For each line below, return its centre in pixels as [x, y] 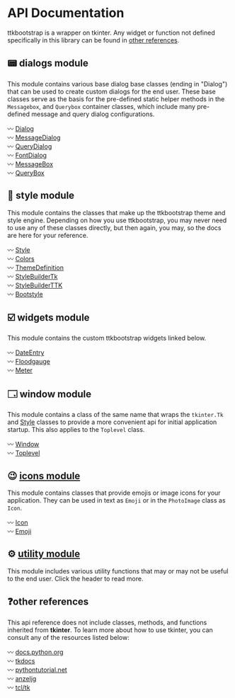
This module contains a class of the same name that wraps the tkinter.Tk [115, 415]
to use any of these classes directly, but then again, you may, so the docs [114, 227]
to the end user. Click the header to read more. [75, 578]
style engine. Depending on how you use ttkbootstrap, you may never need [117, 220]
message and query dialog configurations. [93, 114]
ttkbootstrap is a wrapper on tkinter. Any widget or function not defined [111, 33]
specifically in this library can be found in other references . [93, 40]
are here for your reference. [48, 235]
